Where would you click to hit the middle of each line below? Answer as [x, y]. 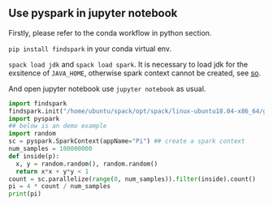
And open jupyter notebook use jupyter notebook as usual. [107, 88]
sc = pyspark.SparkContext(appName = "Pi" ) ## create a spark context [127, 141]
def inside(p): [34, 156]
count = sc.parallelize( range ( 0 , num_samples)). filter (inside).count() [132, 179]
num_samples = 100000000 [50, 149]
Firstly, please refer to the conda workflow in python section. [110, 32]
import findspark [38, 103]
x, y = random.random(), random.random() [87, 164]
